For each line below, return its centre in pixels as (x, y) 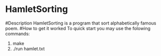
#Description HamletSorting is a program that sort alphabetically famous (81, 23)
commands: (18, 33)
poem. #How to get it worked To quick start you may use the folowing (78, 28)
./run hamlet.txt (29, 48)
